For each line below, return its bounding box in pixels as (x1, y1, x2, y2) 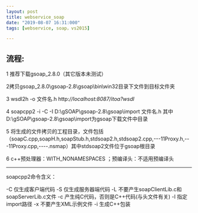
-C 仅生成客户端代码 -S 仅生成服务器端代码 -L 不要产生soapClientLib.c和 (6, 186, 182, 193)
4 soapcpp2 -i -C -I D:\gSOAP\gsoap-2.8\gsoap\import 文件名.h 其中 (6, 108, 174, 115)
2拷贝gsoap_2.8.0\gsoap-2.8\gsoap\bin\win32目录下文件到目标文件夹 (6, 83, 175, 90)
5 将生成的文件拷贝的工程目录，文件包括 (6, 128, 104, 135)
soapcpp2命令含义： (6, 173, 57, 181)
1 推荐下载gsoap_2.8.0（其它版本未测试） (6, 70, 107, 77)
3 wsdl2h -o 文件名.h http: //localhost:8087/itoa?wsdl (6, 96, 134, 103)
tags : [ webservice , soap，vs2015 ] (6, 25, 90, 31)
